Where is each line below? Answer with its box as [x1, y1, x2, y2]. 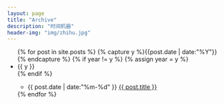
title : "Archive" [7, 16, 57, 23]
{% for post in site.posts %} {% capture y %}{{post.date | [17, 48, 181, 56]
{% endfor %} [17, 90, 57, 99]
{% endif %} [17, 70, 53, 78]
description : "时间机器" [7, 23, 74, 29]
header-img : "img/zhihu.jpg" [7, 29, 91, 36]
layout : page [7, 10, 45, 17]
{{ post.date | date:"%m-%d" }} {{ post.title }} [27, 83, 157, 91]
